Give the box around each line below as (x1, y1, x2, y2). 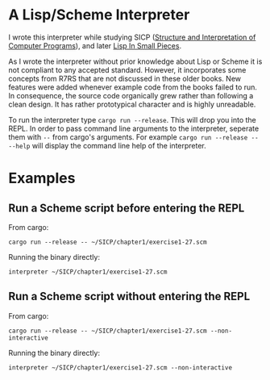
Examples (8, 169, 76, 187)
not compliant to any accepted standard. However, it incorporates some (8, 65, 247, 74)
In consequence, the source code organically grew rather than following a (8, 90, 254, 100)
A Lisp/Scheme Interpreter (8, 6, 190, 24)
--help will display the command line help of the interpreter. (8, 140, 207, 150)
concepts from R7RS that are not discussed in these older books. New (8, 73, 242, 83)
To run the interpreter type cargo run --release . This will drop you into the (8, 115, 256, 124)
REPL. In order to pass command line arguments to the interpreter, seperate (8, 123, 260, 133)
